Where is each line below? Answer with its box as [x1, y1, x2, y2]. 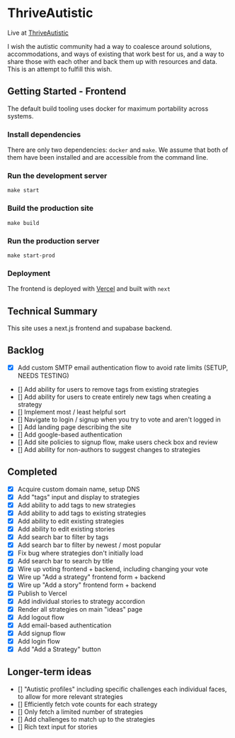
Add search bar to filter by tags [17, 533, 109, 541]
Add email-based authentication [17, 621, 112, 629]
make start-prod [7, 252, 55, 259]
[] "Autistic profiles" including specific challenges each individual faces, [17, 685, 227, 693]
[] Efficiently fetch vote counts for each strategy [17, 700, 158, 708]
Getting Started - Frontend [7, 85, 127, 97]
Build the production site [7, 204, 94, 214]
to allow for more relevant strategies [17, 692, 124, 700]
